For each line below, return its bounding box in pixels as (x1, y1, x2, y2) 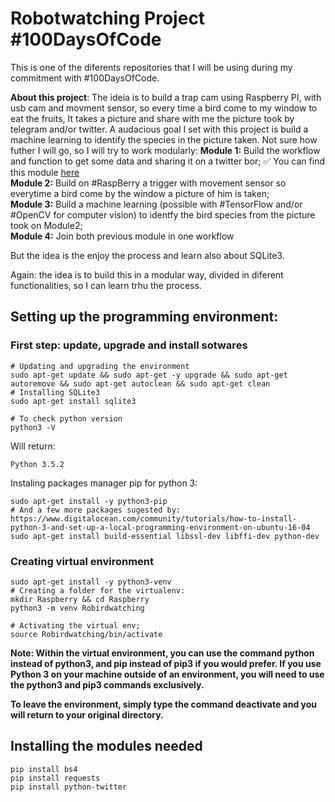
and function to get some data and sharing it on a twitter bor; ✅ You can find (10, 155, 325, 167)
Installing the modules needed (10, 738, 203, 755)
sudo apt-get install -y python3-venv (10, 577, 172, 587)
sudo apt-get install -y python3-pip (10, 496, 168, 506)
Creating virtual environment (10, 554, 155, 568)
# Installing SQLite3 (10, 387, 101, 397)
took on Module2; (10, 219, 83, 231)
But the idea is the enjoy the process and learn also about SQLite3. (10, 249, 285, 261)
